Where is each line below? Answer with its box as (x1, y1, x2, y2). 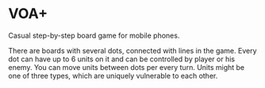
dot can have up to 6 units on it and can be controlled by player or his (8, 54, 236, 64)
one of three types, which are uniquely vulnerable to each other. (8, 71, 218, 80)
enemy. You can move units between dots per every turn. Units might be (8, 62, 244, 71)
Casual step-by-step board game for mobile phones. (8, 31, 180, 40)
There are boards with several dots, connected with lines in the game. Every (8, 46, 257, 55)
